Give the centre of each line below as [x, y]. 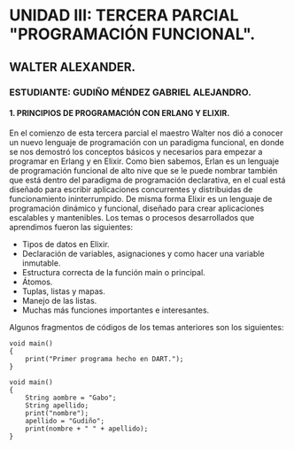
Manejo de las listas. [59, 300]
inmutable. [41, 263]
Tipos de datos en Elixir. [66, 244]
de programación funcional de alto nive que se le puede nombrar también [143, 170]
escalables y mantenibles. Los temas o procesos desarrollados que [132, 217]
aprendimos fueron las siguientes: [71, 227]
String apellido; [57, 405]
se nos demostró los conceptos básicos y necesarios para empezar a [136, 151]
